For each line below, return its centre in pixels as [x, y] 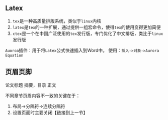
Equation [14, 55]
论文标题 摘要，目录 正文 [31, 85]
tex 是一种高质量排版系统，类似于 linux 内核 [57, 21]
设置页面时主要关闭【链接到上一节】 [50, 112]
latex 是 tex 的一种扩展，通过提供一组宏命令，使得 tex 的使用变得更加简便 [87, 27]
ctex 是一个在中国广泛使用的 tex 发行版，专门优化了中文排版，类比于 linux [88, 33]
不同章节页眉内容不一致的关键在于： [43, 95]
